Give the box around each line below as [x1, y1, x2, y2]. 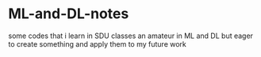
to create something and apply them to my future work [8, 39, 186, 48]
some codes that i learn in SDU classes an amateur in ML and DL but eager [8, 31, 254, 40]
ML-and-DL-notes [8, 5, 129, 23]
